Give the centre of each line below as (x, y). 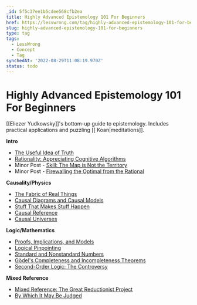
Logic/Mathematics (30, 231)
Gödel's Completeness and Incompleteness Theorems (80, 260)
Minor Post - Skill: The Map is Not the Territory (71, 165)
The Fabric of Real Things (46, 194)
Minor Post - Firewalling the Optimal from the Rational (79, 171)
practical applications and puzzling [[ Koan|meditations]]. (75, 130)
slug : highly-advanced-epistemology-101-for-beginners (74, 28)
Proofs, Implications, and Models (54, 242)
